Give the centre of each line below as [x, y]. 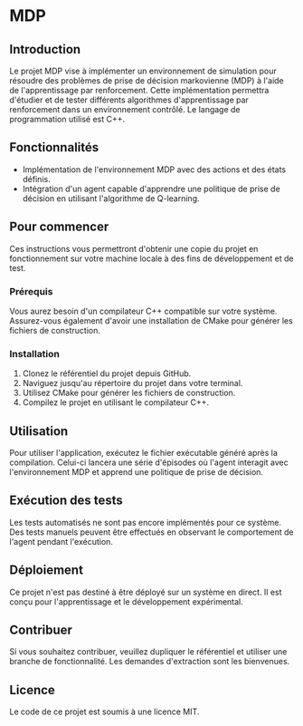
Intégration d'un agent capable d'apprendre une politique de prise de [151, 189]
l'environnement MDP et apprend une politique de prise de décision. [137, 472]
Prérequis [31, 291]
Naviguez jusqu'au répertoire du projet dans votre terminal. [133, 383]
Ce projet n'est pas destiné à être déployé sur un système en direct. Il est [146, 592]
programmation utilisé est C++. [67, 119]
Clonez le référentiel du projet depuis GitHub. [107, 373]
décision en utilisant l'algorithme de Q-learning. [111, 198]
